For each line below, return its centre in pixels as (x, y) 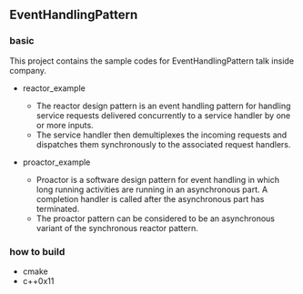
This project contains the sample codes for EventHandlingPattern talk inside (151, 61)
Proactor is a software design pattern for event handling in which (158, 179)
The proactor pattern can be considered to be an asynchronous (156, 218)
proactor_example (56, 162)
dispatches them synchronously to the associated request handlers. (163, 144)
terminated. (58, 208)
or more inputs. (65, 125)
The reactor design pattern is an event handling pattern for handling (163, 106)
